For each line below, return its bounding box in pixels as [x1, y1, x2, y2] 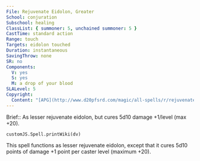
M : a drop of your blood [11, 81, 73, 87]
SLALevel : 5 [6, 86, 36, 92]
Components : [6, 64, 36, 70]
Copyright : [6, 91, 33, 97]
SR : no [6, 58, 23, 64]
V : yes [11, 70, 28, 75]
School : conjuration [6, 14, 58, 20]
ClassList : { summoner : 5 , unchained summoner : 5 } [6, 25, 137, 31]
